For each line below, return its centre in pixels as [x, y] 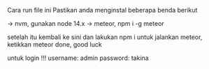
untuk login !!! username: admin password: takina [78, 58]
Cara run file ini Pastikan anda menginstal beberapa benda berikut [102, 10]
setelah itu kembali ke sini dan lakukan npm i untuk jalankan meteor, [105, 37]
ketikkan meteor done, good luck [55, 44]
